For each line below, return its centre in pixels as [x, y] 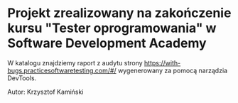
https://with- [163, 63]
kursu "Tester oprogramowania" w [112, 28]
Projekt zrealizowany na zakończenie [119, 13]
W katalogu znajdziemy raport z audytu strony [75, 63]
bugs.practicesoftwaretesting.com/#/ [62, 70]
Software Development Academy [107, 43]
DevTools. [22, 78]
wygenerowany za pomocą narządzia [173, 70]
